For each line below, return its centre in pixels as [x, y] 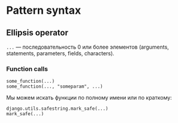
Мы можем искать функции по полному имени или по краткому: [89, 98]
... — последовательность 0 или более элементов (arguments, [88, 47]
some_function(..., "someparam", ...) [55, 87]
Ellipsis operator [37, 33]
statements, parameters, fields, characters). [61, 53]
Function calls [27, 68]
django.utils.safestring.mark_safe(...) [58, 109]
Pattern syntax [44, 10]
